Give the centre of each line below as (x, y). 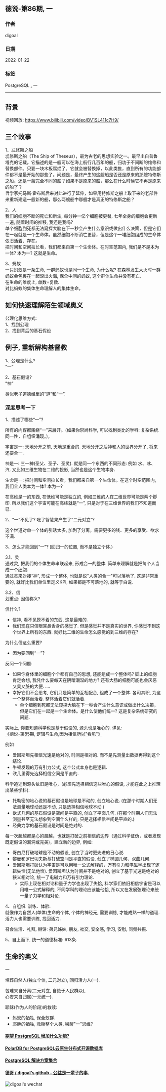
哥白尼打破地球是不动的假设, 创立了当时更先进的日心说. (68, 852)
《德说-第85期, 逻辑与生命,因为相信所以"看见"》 (54, 734)
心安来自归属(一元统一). (29, 997)
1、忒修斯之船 (19, 150)
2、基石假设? (19, 377)
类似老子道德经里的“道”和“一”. (35, 394)
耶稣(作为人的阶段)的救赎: (31, 1007)
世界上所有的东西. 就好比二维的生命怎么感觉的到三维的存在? (77, 632)
